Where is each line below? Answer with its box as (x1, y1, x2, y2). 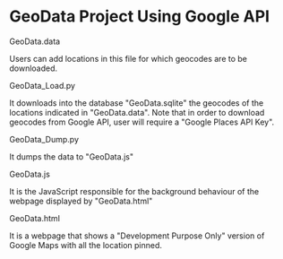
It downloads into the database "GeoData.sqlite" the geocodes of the (9, 97, 264, 108)
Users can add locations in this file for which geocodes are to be (9, 53, 248, 64)
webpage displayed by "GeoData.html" (9, 195, 153, 206)
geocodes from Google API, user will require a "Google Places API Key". (9, 117, 275, 127)
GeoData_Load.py (9, 80, 76, 91)
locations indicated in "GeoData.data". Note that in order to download (9, 107, 265, 117)
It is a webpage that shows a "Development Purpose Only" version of (9, 230, 265, 241)
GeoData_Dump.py (9, 134, 79, 144)
